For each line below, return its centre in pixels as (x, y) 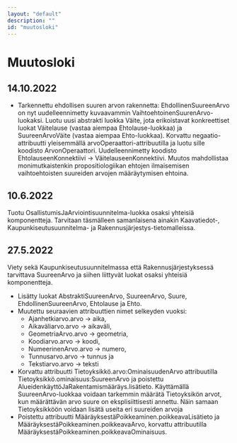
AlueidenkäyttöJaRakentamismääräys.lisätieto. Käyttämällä (103, 387)
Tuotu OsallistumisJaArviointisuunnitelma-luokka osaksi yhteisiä (101, 213)
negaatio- (207, 136)
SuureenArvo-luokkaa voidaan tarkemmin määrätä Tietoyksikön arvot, (120, 394)
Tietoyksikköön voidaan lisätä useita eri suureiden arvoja (100, 409)
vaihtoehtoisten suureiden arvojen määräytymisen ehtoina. (103, 173)
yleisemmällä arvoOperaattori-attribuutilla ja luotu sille (126, 143)
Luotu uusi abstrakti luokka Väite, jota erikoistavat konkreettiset (137, 121)
